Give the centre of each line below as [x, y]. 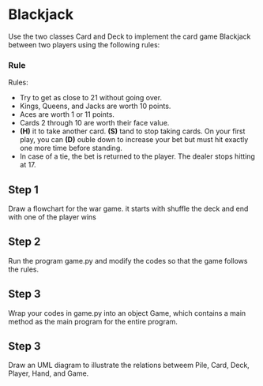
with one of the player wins [52, 217]
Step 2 [24, 242]
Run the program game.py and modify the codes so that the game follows [128, 260]
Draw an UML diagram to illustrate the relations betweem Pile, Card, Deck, [129, 365]
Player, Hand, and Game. [49, 373]
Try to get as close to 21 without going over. [91, 98]
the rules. [24, 269]
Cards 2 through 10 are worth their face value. [94, 123]
